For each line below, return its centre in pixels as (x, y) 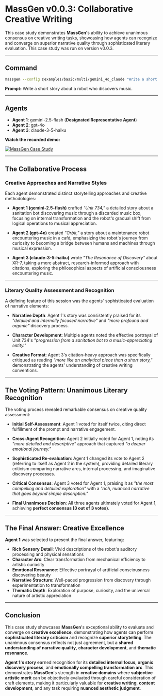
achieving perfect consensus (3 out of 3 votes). (61, 508)
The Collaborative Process (46, 169)
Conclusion (23, 615)
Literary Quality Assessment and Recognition (60, 290)
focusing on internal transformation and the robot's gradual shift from (81, 218)
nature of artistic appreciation (42, 595)
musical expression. (32, 248)
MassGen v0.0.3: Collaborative (69, 9)
